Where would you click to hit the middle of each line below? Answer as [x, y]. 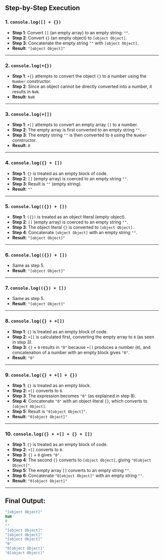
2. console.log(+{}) [29, 65]
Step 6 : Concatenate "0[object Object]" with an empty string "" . [78, 475]
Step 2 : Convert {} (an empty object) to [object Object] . [70, 38]
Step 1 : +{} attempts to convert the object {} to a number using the [79, 76]
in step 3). [22, 342]
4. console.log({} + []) [34, 163]
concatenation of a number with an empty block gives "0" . [71, 352]
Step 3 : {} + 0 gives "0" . [36, 455]
